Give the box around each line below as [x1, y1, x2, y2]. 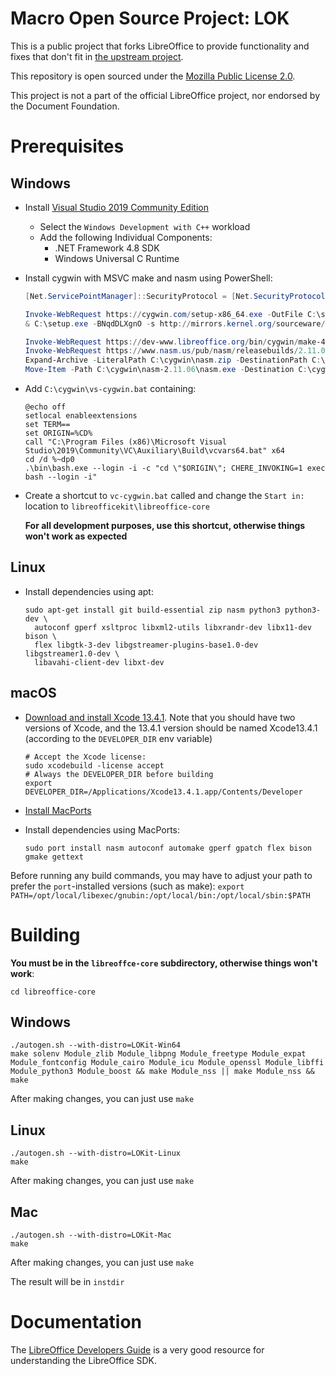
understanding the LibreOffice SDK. [10, 1355, 158, 1366]
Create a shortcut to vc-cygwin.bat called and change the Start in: [24, 490, 305, 502]
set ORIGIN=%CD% [24, 428, 93, 439]
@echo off [24, 402, 67, 412]
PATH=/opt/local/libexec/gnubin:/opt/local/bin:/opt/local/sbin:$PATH [10, 890, 311, 901]
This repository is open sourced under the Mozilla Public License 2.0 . [10, 70, 296, 82]
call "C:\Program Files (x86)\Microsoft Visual [24, 437, 227, 447]
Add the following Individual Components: [39, 231, 213, 243]
